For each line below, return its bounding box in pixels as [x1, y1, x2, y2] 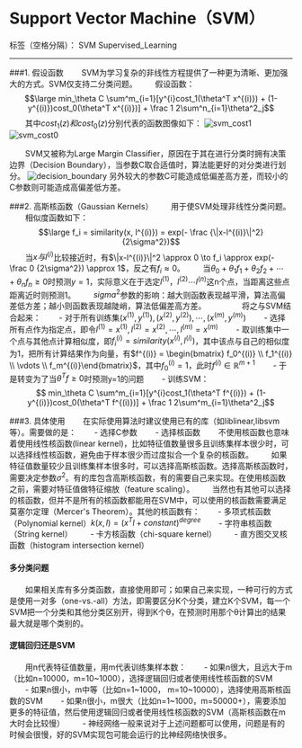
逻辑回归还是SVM [9, 640, 75, 651]
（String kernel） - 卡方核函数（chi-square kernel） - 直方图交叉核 [9, 529, 288, 539]
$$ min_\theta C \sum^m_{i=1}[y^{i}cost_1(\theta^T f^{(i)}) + [35, 387, 254, 398]
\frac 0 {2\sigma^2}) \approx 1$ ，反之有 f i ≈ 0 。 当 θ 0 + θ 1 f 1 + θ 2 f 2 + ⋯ [9, 263, 285, 276]
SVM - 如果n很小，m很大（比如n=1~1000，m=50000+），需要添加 [24, 695, 287, 706]
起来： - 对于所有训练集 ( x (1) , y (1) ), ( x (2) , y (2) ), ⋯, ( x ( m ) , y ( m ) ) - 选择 [16, 311, 286, 323]
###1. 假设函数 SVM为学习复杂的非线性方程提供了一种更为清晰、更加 [9, 67, 280, 77]
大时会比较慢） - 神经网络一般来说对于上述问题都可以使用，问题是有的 [9, 717, 286, 728]
